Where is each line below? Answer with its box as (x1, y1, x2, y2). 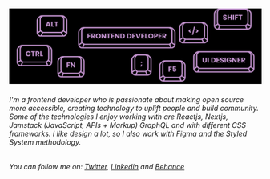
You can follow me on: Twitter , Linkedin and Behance (9, 162, 185, 172)
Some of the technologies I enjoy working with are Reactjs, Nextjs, (9, 112, 229, 121)
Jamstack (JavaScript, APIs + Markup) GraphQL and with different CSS (9, 120, 247, 129)
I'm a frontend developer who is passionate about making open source (9, 94, 244, 104)
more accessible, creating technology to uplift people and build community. (9, 103, 260, 113)
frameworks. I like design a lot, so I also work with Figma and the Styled (9, 129, 248, 138)
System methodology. (9, 137, 82, 147)
